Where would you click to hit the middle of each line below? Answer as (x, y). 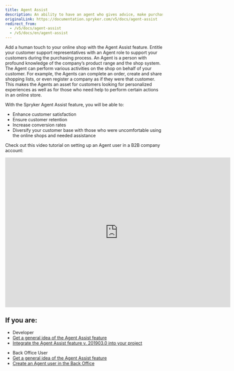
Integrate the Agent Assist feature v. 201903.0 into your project (77, 343)
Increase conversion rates (39, 125)
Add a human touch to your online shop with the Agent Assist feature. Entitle (84, 47)
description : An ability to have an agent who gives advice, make (76, 14)
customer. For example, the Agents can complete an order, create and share (83, 74)
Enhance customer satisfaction (44, 114)
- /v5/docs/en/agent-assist (39, 33)
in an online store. (23, 95)
